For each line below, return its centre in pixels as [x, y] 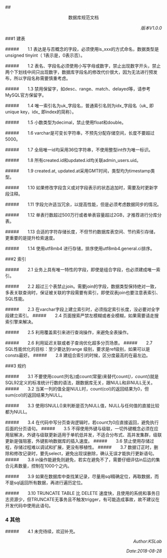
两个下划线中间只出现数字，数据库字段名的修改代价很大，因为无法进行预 [79, 72]
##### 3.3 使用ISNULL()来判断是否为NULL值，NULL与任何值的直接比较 [83, 405]
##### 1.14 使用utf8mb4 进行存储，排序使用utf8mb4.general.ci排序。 [80, 248]
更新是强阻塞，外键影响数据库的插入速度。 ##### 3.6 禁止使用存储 [78, 441]
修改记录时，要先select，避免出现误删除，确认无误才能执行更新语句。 [85, 453]
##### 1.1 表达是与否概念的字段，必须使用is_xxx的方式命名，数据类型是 [82, 49]
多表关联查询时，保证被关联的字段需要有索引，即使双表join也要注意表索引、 [83, 292]
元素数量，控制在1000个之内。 [41, 466]
